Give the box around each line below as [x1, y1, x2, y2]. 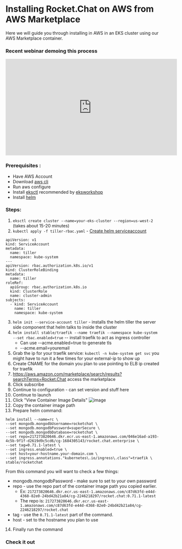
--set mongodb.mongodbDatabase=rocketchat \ [5, 430, 98, 435]
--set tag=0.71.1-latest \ [5, 443, 61, 448]
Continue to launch [12, 392, 51, 398]
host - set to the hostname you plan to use [12, 517, 98, 523]
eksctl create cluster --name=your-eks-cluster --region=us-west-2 [12, 218, 153, 224]
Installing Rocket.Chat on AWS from [5, 3, 154, 15]
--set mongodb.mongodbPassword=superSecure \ [5, 425, 100, 430]
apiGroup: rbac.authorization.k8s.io [10, 284, 87, 290]
